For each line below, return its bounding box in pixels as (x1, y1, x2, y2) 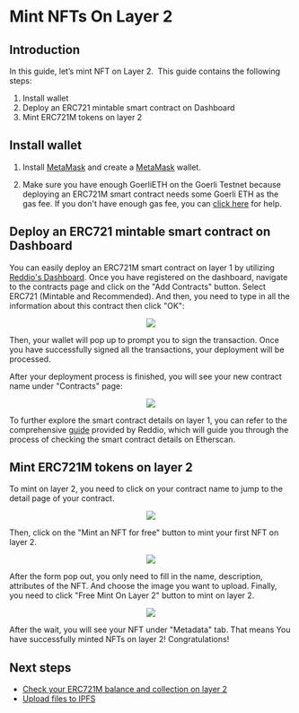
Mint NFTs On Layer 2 (9, 6, 173, 27)
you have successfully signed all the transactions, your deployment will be (9, 344, 285, 355)
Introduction (9, 42, 81, 57)
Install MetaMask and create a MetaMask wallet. (22, 162, 202, 172)
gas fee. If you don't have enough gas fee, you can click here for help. (22, 198, 283, 208)
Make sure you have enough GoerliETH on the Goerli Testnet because (22, 179, 281, 189)
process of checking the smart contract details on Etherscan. (9, 434, 236, 445)
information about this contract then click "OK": (9, 300, 185, 311)
